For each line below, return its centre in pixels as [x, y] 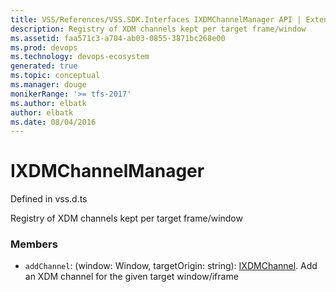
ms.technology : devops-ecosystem [80, 57]
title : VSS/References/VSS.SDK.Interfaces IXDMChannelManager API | [156, 19]
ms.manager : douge [48, 85]
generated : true [44, 66]
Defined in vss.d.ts [49, 199]
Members [34, 244]
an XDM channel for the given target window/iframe [131, 277]
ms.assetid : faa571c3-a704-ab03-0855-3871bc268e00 [118, 38]
